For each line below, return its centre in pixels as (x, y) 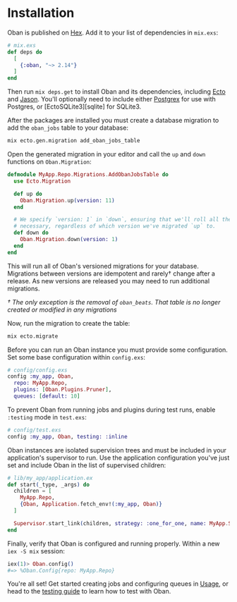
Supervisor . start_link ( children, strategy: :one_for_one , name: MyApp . (121, 523)
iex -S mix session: (36, 551)
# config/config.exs (38, 370)
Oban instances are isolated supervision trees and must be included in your (117, 450)
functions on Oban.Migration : (49, 162)
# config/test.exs (34, 430)
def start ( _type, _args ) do (49, 484)
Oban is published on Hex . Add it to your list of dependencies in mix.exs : (113, 32)
